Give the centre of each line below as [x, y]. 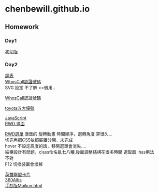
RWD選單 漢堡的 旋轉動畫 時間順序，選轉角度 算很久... [59, 134]
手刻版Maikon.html [24, 186]
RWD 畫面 [15, 124]
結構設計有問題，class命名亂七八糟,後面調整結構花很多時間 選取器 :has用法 [80, 152]
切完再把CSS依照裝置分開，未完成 [39, 140]
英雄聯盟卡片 [18, 175]
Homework [22, 27]
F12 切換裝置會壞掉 [24, 164]
